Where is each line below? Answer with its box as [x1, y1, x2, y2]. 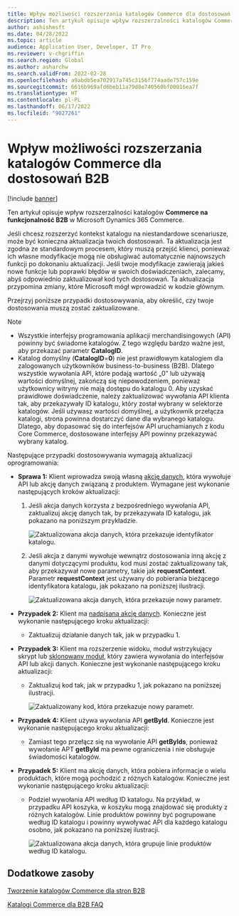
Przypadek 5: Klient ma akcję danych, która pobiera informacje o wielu [17, 766, 226, 774]
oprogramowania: [7, 458, 59, 467]
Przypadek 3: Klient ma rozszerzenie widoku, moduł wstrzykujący [17, 644, 213, 653]
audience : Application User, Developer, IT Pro [7, 43, 152, 51]
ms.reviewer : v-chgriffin [7, 51, 84, 58]
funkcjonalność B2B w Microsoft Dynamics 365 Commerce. [7, 215, 185, 224]
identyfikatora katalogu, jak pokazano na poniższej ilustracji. [28, 581, 206, 590]
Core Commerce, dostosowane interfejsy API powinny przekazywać [17, 429, 218, 438]
